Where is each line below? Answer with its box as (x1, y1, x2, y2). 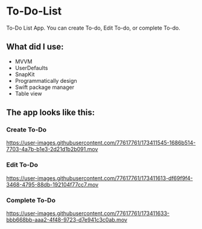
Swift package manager (14, 83, 74, 91)
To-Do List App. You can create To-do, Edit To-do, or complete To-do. (6, 24, 181, 31)
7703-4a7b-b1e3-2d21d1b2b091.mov (6, 146, 98, 153)
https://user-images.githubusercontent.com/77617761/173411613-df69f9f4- (6, 174, 193, 182)
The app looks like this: (6, 108, 95, 118)
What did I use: (6, 42, 65, 52)
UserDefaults (14, 64, 48, 71)
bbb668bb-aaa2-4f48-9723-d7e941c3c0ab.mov (6, 216, 128, 224)
